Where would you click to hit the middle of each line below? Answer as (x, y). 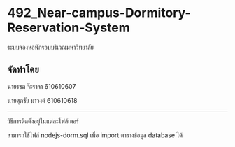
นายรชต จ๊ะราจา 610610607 (42, 86)
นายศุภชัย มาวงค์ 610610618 (42, 100)
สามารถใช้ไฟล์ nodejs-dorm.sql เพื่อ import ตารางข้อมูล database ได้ (95, 135)
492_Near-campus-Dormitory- (99, 13)
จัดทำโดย (23, 70)
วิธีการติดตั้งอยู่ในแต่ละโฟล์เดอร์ (43, 121)
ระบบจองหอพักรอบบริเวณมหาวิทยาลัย (51, 47)
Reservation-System (69, 28)
